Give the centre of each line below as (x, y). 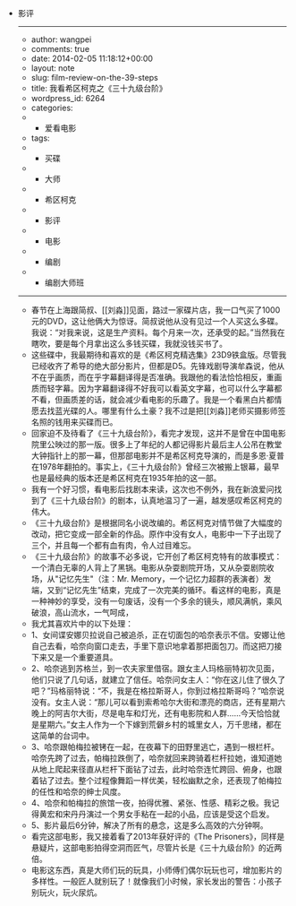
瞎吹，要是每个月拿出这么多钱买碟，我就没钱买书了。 (129, 344)
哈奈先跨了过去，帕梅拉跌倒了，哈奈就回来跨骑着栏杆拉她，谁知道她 (156, 758)
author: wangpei (61, 39)
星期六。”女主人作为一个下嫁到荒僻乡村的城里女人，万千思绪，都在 (160, 725)
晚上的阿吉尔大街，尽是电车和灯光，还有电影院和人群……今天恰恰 (152, 713)
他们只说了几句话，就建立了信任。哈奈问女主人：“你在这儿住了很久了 (158, 680)
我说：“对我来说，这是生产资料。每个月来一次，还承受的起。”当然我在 (158, 332)
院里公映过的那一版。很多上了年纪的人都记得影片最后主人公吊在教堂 (156, 444)
